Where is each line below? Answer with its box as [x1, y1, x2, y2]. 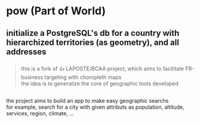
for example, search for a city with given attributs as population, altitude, [6, 103, 185, 110]
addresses [6, 47, 47, 57]
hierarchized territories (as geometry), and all [6, 37, 179, 47]
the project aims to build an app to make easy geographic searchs [6, 97, 169, 104]
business [20, 73, 44, 81]
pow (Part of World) [6, 4, 106, 18]
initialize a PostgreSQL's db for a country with [6, 28, 180, 38]
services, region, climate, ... [6, 109, 75, 117]
